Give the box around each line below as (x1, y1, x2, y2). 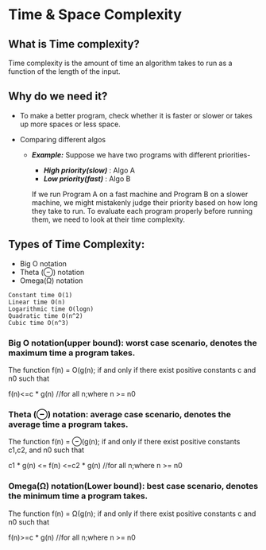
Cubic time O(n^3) (8, 319, 69, 327)
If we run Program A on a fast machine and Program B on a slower (31, 189, 249, 199)
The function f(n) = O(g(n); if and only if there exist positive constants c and (8, 365, 256, 374)
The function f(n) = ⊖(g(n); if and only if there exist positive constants (8, 437, 241, 447)
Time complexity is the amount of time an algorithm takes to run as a (8, 58, 233, 68)
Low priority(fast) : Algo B (43, 173, 131, 184)
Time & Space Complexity (8, 6, 183, 24)
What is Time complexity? (8, 37, 141, 51)
